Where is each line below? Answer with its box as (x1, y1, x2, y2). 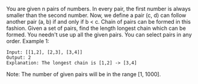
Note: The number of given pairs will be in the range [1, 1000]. (6, 71, 161, 78)
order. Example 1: (6, 38, 50, 44)
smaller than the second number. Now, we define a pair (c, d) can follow (6, 12, 186, 19)
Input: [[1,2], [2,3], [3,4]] (6, 49, 83, 55)
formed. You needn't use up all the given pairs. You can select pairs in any (6, 31, 193, 38)
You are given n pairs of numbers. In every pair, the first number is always (6, 5, 191, 12)
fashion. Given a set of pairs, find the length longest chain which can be (6, 24, 186, 32)
